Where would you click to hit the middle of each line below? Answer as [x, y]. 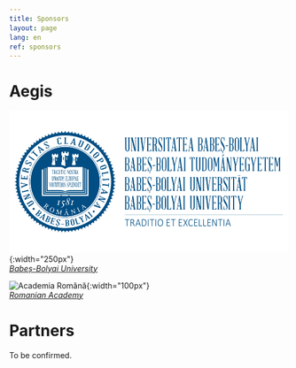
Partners [42, 330]
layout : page [33, 28]
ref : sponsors [35, 47]
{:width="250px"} [42, 259]
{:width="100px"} [118, 285]
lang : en [25, 37]
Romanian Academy [47, 295]
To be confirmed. [41, 355]
